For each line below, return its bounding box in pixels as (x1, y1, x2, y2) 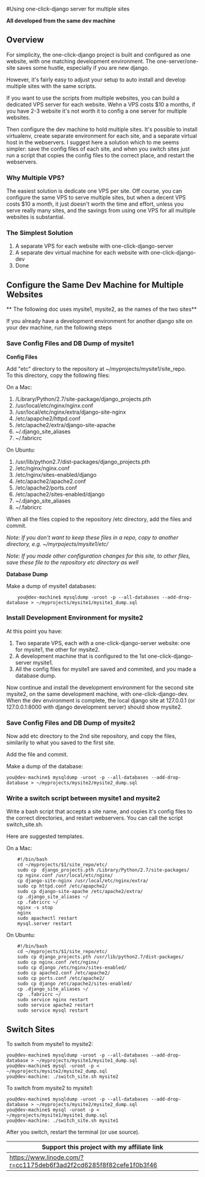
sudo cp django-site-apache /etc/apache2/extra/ (17, 889, 143, 895)
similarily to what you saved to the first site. (6, 739, 116, 746)
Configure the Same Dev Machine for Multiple (6, 280, 184, 290)
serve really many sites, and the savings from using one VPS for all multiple (6, 207, 196, 214)
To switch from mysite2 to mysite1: (6, 1085, 93, 1092)
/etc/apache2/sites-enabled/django (15, 490, 105, 498)
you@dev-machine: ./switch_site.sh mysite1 (6, 1118, 119, 1124)
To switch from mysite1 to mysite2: (6, 1041, 93, 1048)
